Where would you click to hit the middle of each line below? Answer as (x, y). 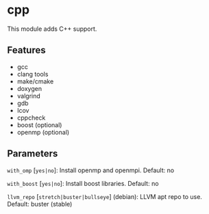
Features (26, 50)
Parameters (33, 153)
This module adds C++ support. (52, 29)
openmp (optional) (43, 132)
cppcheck (31, 118)
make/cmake (35, 81)
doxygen (29, 88)
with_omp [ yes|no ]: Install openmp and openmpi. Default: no (91, 170)
